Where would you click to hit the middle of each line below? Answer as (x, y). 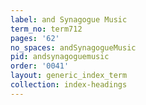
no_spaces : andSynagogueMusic (73, 47)
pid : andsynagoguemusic (60, 57)
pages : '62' (35, 38)
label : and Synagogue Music (69, 19)
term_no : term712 (46, 29)
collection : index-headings (69, 85)
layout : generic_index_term (69, 76)
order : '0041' (40, 66)
